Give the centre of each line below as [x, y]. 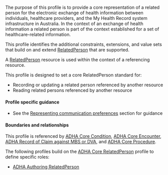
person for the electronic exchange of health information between [74, 13]
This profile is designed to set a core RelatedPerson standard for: [74, 75]
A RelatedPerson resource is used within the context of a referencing [78, 60]
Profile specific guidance [32, 102]
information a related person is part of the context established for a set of [82, 29]
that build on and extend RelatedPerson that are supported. [67, 50]
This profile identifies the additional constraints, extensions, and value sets [83, 44]
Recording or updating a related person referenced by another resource [88, 85]
